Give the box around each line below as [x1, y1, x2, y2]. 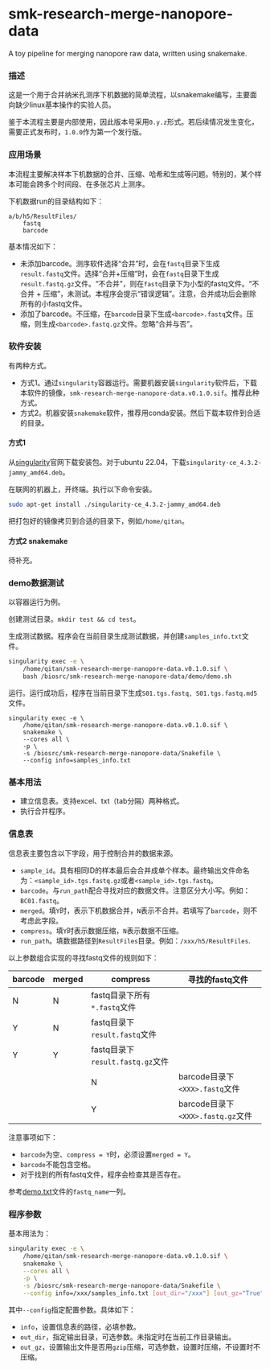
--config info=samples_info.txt [22, 757, 131, 765]
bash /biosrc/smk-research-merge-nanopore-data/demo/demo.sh [22, 672, 231, 680]
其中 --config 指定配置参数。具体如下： [8, 1305, 137, 1315]
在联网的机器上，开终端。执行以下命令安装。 [8, 484, 157, 495]
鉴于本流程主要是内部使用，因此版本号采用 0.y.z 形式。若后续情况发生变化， [8, 117, 259, 127]
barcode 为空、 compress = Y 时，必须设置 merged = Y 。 [19, 1149, 195, 1159]
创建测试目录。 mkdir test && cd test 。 [8, 615, 141, 624]
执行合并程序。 [19, 806, 70, 816]
